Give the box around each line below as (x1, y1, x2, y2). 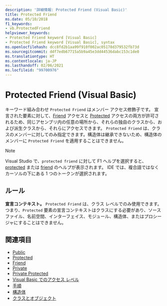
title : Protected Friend (5, 12, 57, 17)
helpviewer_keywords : (5, 30, 50, 35)
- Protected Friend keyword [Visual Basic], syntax (5, 40, 115, 45)
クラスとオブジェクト (12, 295, 56, 301)
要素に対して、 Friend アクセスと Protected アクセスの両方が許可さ (22, 112, 160, 118)
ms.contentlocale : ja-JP (5, 58, 57, 63)
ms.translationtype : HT (5, 53, 55, 59)
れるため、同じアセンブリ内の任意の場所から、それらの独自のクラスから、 (5, 118, 158, 125)
